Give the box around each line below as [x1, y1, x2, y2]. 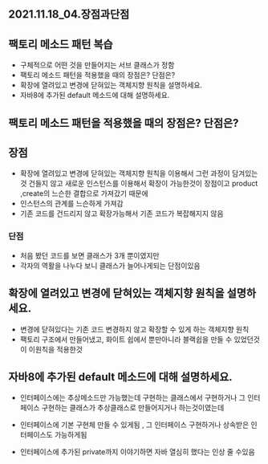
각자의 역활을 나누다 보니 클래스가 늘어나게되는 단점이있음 [19, 260, 201, 271]
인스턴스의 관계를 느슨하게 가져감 [19, 199, 124, 209]
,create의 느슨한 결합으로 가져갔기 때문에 [19, 189, 148, 198]
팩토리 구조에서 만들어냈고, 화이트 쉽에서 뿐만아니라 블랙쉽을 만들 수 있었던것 [19, 334, 261, 344]
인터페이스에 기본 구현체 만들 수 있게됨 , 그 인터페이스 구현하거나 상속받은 [19, 420, 250, 429]
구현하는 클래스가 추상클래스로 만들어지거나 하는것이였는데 [41, 403, 225, 413]
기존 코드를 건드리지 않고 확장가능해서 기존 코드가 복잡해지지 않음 [19, 209, 224, 218]
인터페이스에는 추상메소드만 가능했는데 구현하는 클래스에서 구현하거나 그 [19, 393, 246, 403]
